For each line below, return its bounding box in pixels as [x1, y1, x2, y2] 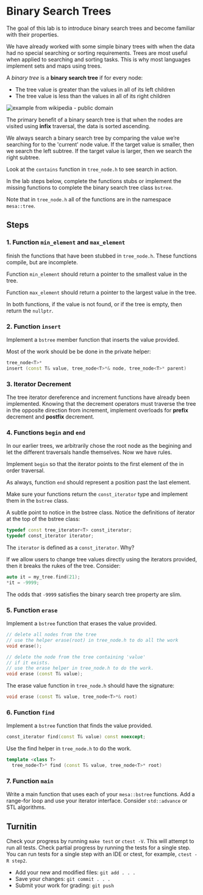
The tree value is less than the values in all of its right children [15, 92, 171, 99]
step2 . [12, 857, 27, 864]
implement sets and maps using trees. [6, 62, 102, 70]
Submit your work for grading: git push [15, 882, 115, 889]
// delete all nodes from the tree [6, 631, 97, 638]
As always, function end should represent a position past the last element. [6, 479, 191, 486]
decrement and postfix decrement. [6, 413, 94, 420]
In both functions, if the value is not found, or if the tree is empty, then [6, 300, 182, 307]
